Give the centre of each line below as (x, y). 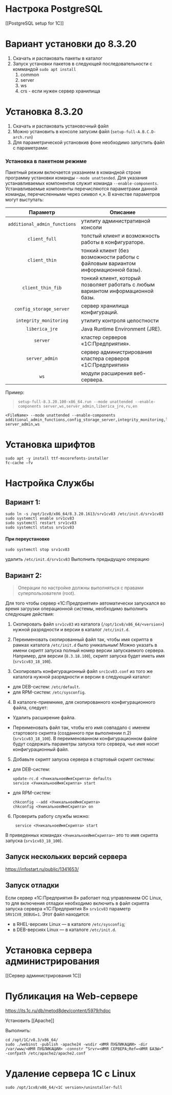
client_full (42, 239)
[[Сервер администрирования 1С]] (43, 975)
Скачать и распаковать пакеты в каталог (58, 58)
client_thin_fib (42, 288)
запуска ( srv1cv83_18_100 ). (34, 841)
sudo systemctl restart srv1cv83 (41, 523)
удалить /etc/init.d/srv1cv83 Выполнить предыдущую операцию (77, 559)
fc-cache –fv (19, 463)
